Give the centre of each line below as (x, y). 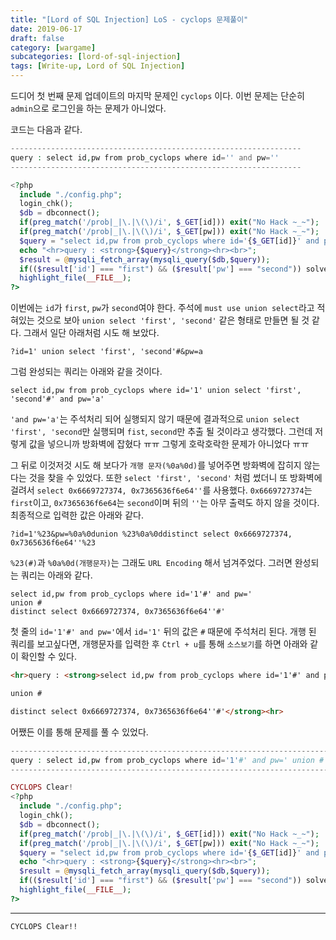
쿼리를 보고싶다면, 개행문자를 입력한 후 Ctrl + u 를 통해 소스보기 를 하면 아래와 (159, 644)
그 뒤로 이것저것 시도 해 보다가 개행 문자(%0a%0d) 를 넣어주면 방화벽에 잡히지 (156, 465)
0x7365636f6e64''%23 (53, 543)
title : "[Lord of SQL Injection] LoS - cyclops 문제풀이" (129, 19)
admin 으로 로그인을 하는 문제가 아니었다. (88, 108)
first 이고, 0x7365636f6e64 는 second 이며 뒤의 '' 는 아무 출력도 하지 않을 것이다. (165, 503)
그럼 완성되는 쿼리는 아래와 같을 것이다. (86, 372)
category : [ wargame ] (53, 47)
